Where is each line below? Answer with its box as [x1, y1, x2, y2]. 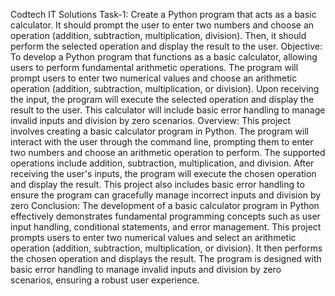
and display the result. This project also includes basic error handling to [10, 179, 305, 190]
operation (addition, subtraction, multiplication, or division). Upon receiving [10, 83, 320, 94]
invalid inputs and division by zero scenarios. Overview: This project [10, 115, 292, 126]
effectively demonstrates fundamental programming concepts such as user [10, 210, 321, 222]
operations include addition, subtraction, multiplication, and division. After [10, 157, 315, 169]
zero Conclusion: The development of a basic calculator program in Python [10, 200, 320, 211]
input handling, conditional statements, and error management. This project [10, 221, 322, 233]
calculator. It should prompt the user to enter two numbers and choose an [10, 19, 315, 31]
